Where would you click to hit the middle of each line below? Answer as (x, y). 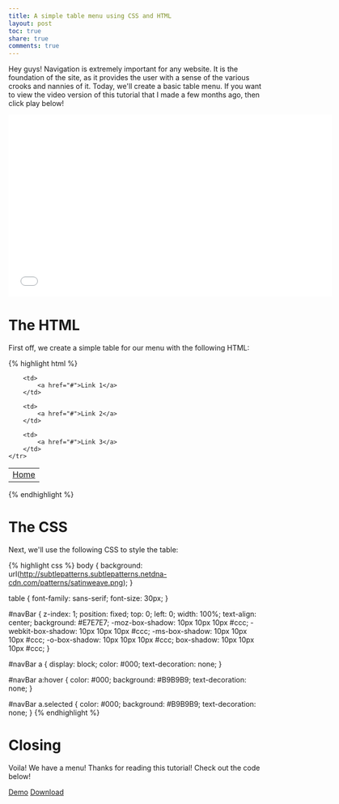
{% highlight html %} (43, 364)
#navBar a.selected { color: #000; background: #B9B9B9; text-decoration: (132, 704)
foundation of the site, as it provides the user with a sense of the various (129, 78)
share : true (28, 38)
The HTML (44, 325)
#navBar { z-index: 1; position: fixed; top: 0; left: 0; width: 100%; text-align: (133, 614)
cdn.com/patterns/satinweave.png (66, 583)
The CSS (38, 527)
